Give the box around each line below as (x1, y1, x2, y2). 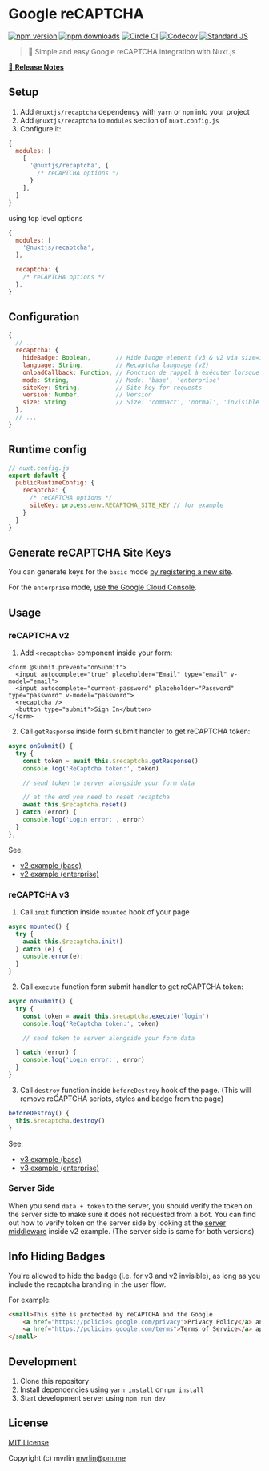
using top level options (8, 213, 83, 223)
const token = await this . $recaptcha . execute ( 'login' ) (22, 1012, 210, 1020)
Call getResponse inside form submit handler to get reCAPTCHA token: (19, 726, 251, 736)
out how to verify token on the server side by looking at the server (8, 1218, 227, 1228)
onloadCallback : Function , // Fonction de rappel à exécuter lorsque (22, 368, 260, 376)
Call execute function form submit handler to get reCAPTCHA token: (19, 982, 244, 991)
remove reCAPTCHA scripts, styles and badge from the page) (19, 1094, 224, 1103)
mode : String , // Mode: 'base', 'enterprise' (22, 376, 220, 384)
